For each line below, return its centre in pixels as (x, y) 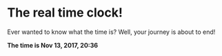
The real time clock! (65, 13)
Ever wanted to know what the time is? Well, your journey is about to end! (111, 32)
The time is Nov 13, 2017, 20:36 (53, 45)
